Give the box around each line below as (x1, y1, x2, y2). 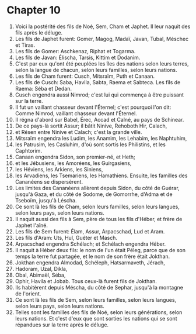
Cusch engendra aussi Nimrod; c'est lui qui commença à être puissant (15, 91, 184, 98)
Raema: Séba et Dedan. (15, 85, 72, 92)
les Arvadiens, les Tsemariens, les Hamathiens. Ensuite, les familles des (15, 172, 188, 179)
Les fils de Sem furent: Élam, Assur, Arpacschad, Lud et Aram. (15, 228, 165, 235)
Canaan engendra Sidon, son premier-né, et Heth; (15, 153, 136, 160)
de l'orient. (15, 290, 41, 297)
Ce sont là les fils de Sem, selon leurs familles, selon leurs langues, (15, 296, 177, 303)
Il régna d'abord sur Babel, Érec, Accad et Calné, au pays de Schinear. (15, 116, 184, 123)
